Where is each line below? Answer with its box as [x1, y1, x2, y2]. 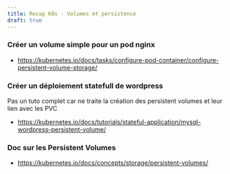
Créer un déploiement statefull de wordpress [7, 81, 163, 91]
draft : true [7, 17, 42, 24]
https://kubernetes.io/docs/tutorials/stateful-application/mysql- [17, 118, 201, 126]
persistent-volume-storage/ [17, 63, 98, 72]
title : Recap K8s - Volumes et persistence [7, 10, 137, 18]
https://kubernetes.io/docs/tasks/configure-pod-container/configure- [17, 55, 219, 64]
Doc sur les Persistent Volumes [7, 143, 116, 153]
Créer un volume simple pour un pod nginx [7, 40, 156, 50]
